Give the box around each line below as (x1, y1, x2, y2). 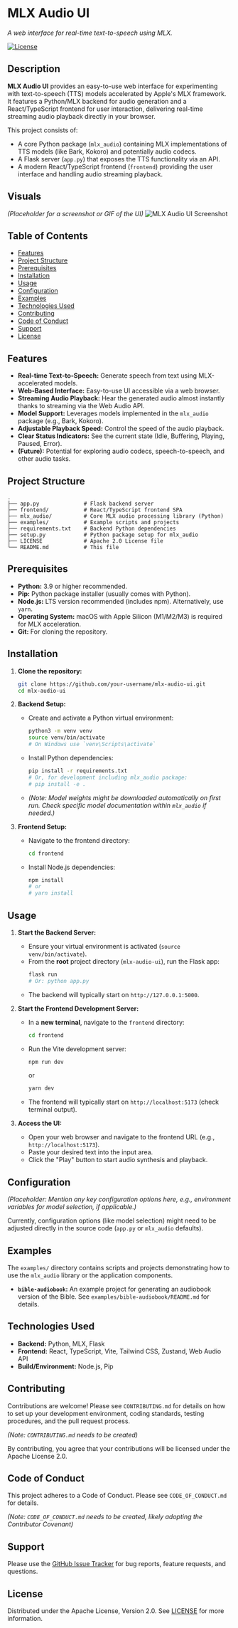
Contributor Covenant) (7, 1520, 74, 1528)
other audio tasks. (17, 454, 71, 463)
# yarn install (28, 890, 73, 897)
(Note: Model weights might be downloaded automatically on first (28, 793, 222, 802)
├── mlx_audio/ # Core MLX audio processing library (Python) (7, 513, 224, 520)
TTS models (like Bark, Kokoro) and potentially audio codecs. (17, 147, 197, 156)
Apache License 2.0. (7, 1452, 67, 1460)
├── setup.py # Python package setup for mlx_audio (7, 531, 199, 538)
